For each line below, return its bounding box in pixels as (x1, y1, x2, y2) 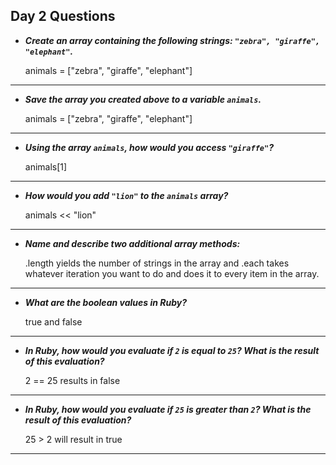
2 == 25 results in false (24, 374, 121, 386)
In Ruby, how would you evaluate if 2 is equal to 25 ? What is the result (24, 344, 320, 356)
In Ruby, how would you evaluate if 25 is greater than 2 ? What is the (24, 403, 312, 415)
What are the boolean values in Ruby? (24, 296, 187, 308)
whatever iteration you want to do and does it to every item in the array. (24, 267, 320, 279)
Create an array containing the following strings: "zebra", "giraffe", (24, 34, 320, 46)
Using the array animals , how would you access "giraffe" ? (24, 141, 274, 153)
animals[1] (24, 160, 68, 173)
